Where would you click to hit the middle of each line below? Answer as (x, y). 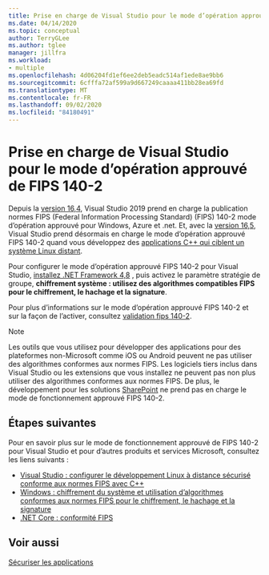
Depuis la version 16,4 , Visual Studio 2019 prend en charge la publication (128, 208)
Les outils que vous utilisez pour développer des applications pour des (125, 347)
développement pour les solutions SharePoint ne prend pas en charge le (127, 389)
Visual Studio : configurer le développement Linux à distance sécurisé (135, 475)
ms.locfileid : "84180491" (51, 113)
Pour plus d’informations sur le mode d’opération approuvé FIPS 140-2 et (128, 307)
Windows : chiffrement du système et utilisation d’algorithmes (122, 492)
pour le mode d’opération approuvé (128, 169)
